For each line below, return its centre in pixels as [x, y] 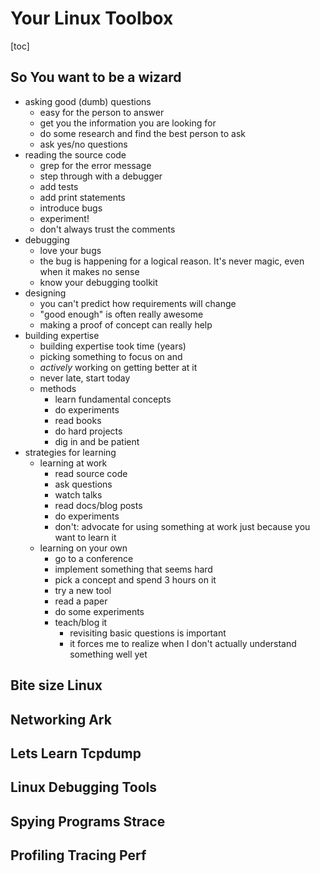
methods [58, 388]
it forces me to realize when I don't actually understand [183, 643]
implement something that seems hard [133, 569]
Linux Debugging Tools [83, 787]
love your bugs [70, 250]
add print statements [82, 197]
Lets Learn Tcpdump [76, 753]
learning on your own [83, 548]
